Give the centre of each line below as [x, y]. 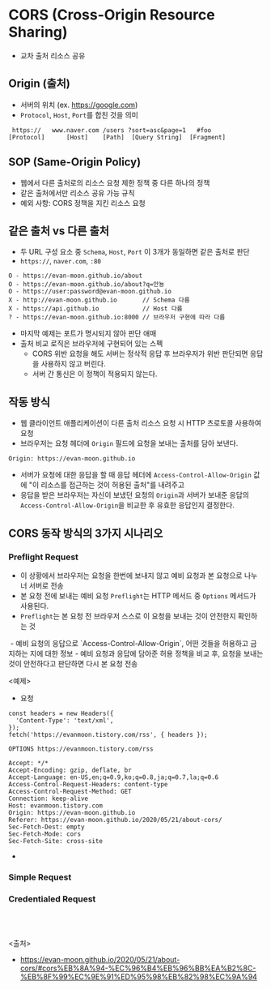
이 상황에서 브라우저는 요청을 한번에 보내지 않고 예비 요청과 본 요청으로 [131, 575]
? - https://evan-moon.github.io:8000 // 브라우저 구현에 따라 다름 [117, 318]
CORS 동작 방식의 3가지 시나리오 [86, 533]
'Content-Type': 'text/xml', [65, 720]
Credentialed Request [52, 899]
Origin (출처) [39, 84]
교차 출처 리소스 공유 [53, 55]
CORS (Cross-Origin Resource [112, 15]
